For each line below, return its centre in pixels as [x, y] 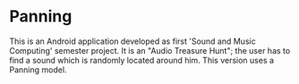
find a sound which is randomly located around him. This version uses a [142, 60]
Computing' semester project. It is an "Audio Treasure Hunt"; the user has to [150, 50]
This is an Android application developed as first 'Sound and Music [133, 41]
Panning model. [38, 70]
